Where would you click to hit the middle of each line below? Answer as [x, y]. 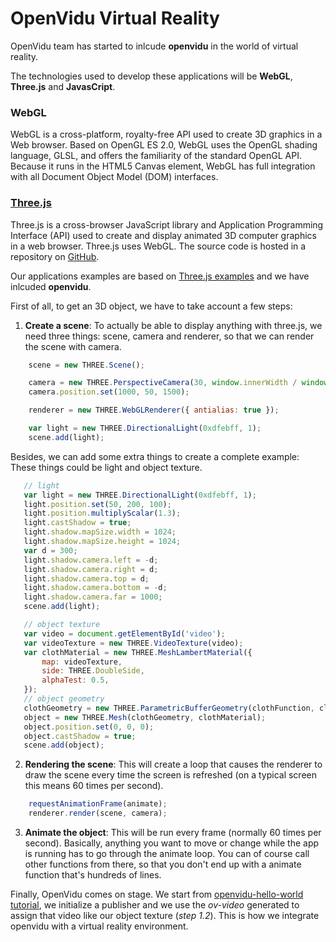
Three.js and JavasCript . [63, 86]
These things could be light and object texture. [106, 467]
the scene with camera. [73, 346]
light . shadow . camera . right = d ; [91, 569]
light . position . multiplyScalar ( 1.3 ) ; [102, 513]
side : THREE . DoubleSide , [93, 671]
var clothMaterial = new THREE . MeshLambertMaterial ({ [138, 652]
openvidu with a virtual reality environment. [99, 926]
